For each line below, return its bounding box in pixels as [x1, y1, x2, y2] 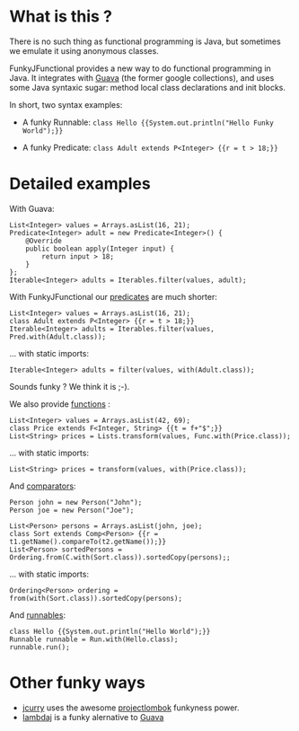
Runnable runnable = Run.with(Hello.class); [9, 635, 179, 644]
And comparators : [9, 480, 76, 491]
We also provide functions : [9, 398, 110, 410]
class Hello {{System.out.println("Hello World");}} [9, 627, 211, 636]
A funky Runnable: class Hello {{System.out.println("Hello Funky [22, 117, 274, 128]
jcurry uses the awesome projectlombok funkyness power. [22, 702, 240, 713]
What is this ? [9, 6, 112, 27]
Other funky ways [9, 673, 146, 693]
